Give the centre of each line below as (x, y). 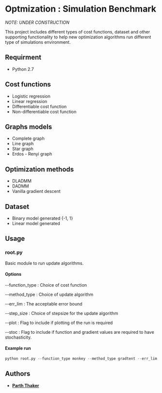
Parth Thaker (26, 385)
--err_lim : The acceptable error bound (44, 304)
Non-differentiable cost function (44, 111)
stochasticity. (18, 337)
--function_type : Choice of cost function (46, 285)
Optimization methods (40, 169)
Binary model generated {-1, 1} (42, 218)
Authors (18, 374)
